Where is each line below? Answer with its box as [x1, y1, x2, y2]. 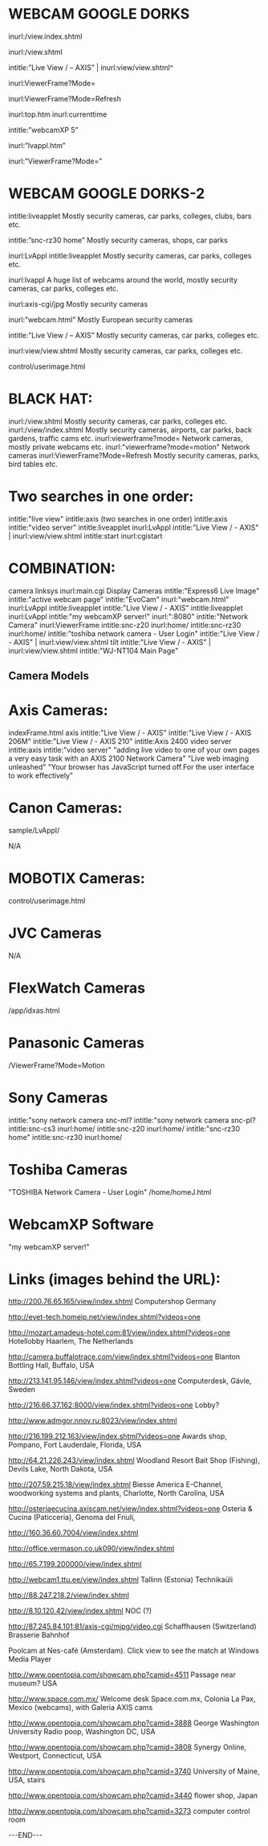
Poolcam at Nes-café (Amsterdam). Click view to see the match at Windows [8, 1646, 259, 1655]
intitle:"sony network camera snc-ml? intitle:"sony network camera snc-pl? [8, 1115, 256, 1125]
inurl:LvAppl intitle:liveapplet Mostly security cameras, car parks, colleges [8, 250, 252, 260]
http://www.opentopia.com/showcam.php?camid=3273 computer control [8, 1807, 250, 1816]
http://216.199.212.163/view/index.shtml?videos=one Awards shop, [8, 1431, 227, 1441]
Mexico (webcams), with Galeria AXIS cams [8, 1703, 153, 1712]
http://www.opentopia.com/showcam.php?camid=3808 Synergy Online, [8, 1742, 247, 1752]
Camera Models [8, 669, 90, 683]
